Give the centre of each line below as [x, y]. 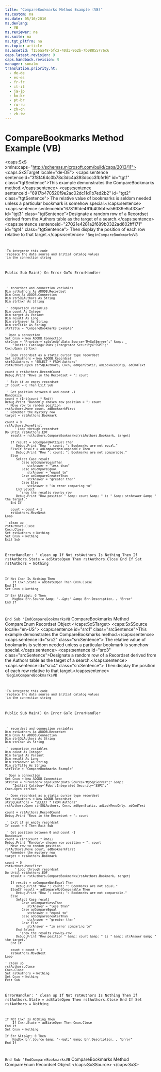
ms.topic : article [24, 46]
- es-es [17, 78]
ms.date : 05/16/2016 [26, 19]
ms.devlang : [17, 23]
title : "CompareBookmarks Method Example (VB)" [54, 10]
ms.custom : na [19, 14]
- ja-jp [17, 91]
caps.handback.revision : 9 [32, 60]
